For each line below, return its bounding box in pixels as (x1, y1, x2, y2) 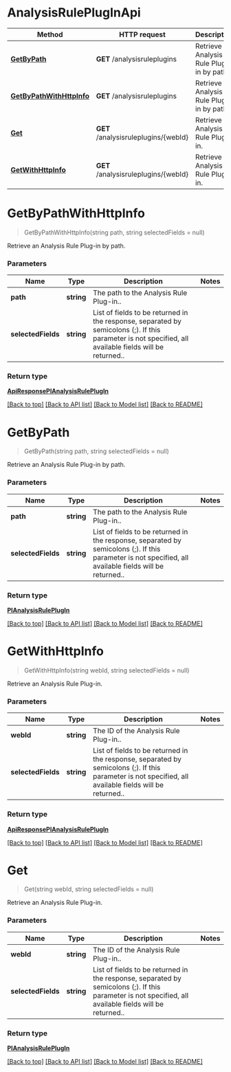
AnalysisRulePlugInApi (7, 5, 141, 21)
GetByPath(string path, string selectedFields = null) (23, 447, 170, 455)
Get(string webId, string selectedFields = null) (23, 885, 154, 893)
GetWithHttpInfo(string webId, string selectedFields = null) (23, 666, 190, 675)
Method (36, 30, 63, 39)
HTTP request (119, 30, 166, 39)
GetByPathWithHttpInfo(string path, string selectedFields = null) (23, 228, 205, 237)
